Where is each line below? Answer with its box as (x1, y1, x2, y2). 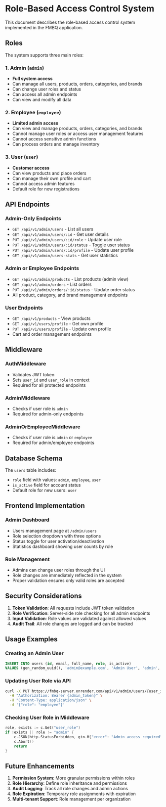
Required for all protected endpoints (12, 382, 86, 388)
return (14, 744, 28, 749)
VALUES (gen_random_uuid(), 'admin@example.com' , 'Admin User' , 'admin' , (5, 666, 161, 671)
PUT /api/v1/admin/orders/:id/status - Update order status (12, 286, 135, 292)
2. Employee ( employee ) (5, 109, 61, 116)
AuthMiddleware (5, 360, 46, 367)
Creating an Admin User (5, 650, 64, 657)
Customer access (12, 165, 50, 171)
